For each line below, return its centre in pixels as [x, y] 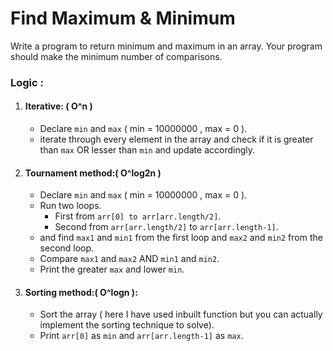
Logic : [27, 82]
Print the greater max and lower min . [112, 269]
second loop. [67, 248]
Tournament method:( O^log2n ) [93, 173]
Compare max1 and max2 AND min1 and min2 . [129, 259]
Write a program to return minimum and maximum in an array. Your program [166, 46]
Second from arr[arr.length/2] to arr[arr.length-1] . [166, 227]
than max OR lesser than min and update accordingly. [147, 150]
